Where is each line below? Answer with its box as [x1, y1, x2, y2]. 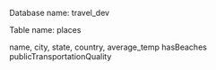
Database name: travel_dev [9, 8, 110, 18]
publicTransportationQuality [9, 51, 112, 61]
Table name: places [9, 25, 82, 35]
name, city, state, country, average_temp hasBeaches [9, 42, 208, 52]
